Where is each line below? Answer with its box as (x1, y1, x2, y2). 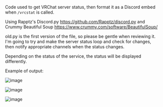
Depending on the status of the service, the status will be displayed (5, 53, 141, 59)
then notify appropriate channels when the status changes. (5, 44, 125, 49)
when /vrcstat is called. (5, 9, 54, 15)
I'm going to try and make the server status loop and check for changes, (5, 39, 151, 44)
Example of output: (5, 68, 44, 74)
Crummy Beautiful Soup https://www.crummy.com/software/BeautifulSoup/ (5, 24, 158, 30)
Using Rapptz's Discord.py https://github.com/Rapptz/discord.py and (5, 19, 145, 24)
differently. (5, 59, 27, 64)
